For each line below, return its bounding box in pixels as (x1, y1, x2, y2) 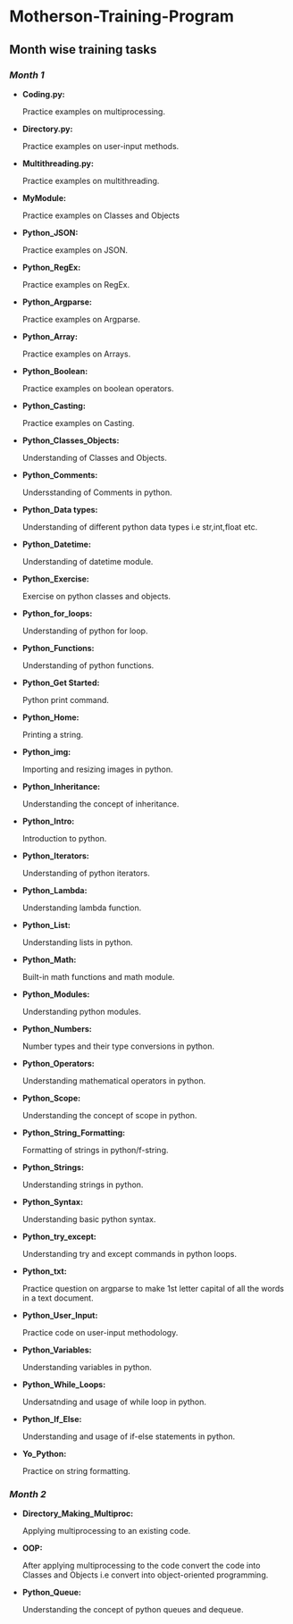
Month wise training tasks (9, 42, 157, 57)
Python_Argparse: (21, 297, 92, 307)
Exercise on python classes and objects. (21, 590, 172, 601)
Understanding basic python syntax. (21, 1213, 156, 1225)
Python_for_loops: (21, 607, 93, 618)
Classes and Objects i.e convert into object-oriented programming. (21, 1570, 269, 1580)
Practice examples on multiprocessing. (21, 105, 165, 117)
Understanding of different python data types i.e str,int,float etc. (21, 521, 258, 532)
